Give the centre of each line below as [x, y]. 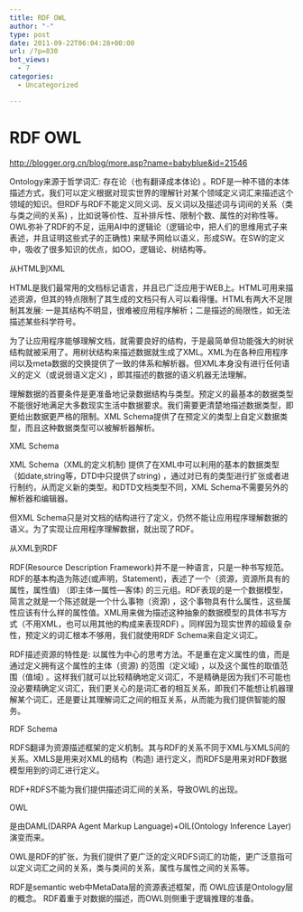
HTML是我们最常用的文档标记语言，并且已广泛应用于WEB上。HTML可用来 [147, 287]
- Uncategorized [48, 85]
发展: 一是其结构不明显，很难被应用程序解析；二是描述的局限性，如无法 [157, 310]
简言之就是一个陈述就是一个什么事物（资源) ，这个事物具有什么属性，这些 [147, 601]
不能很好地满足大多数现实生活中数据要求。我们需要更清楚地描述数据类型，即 [151, 405]
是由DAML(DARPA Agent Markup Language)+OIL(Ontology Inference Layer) [150, 826]
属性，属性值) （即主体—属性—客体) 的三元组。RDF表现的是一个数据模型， [149, 589]
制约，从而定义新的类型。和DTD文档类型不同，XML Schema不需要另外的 [152, 487]
